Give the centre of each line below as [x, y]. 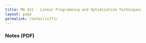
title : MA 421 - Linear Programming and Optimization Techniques [73, 10]
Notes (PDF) [20, 36]
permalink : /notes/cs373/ [31, 19]
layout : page [18, 14]
